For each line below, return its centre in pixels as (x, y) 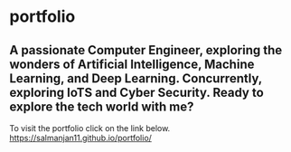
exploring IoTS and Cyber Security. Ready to (136, 92)
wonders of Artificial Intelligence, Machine (132, 64)
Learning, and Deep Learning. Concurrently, (136, 78)
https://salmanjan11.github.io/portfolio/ (80, 138)
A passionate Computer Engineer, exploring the (146, 50)
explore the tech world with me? (102, 106)
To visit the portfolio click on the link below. (90, 128)
